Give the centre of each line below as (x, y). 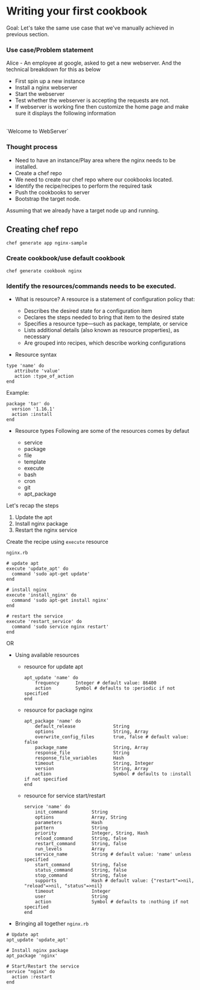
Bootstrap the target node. (48, 199)
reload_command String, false (81, 838)
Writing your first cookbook (77, 11)
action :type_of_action (44, 376)
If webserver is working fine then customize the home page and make (102, 107)
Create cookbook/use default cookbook (66, 258)
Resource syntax (36, 354)
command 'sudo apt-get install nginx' (61, 600)
